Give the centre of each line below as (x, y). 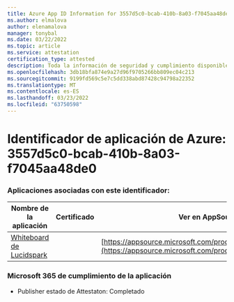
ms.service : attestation (43, 53)
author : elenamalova (37, 27)
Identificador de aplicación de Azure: (117, 139)
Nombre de (30, 209)
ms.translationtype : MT (42, 85)
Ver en (189, 217)
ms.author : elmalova (37, 20)
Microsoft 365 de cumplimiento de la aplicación (89, 276)
